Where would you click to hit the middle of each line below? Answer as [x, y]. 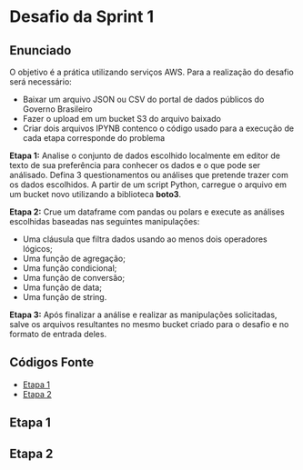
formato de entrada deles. [58, 334]
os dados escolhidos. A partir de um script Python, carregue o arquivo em [148, 185]
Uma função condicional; [70, 268]
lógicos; [37, 249]
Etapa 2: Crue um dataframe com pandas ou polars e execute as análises [147, 212]
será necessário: [41, 82]
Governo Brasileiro [57, 109]
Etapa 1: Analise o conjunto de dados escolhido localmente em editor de [145, 155]
